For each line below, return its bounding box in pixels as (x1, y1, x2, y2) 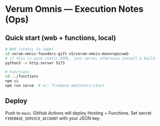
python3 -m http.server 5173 (5, 60, 65, 65)
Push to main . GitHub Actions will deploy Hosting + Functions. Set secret (5, 110, 152, 116)
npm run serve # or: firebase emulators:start (5, 83, 105, 88)
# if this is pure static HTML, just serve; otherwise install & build (5, 56, 155, 61)
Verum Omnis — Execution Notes (5, 3, 144, 15)
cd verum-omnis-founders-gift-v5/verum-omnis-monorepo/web (5, 51, 129, 56)
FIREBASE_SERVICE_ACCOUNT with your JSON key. (5, 115, 101, 121)
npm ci (5, 79, 19, 84)
